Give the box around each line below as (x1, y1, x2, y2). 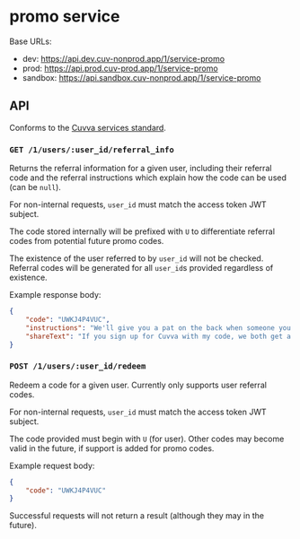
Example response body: (9, 290, 101, 300)
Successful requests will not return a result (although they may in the (9, 510, 265, 521)
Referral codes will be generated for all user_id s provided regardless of (9, 263, 274, 274)
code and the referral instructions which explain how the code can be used (9, 172, 287, 183)
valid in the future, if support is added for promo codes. (9, 442, 215, 454)
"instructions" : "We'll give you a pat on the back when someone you (25, 323, 292, 333)
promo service (9, 6, 120, 27)
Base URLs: (9, 36, 52, 47)
